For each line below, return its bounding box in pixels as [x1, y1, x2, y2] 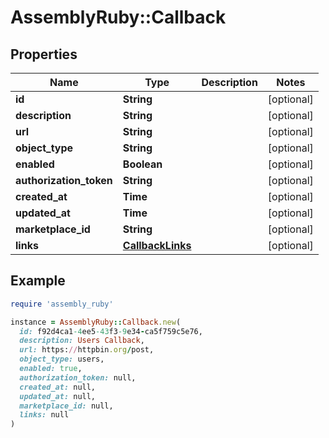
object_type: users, [19, 354, 105, 365]
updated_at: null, [19, 391, 97, 401]
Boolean [122, 157, 163, 171]
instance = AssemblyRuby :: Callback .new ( [10, 317, 182, 327]
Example [10, 272, 66, 290]
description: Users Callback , [19, 336, 145, 346]
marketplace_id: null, [19, 401, 114, 411]
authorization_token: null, [19, 372, 137, 383]
